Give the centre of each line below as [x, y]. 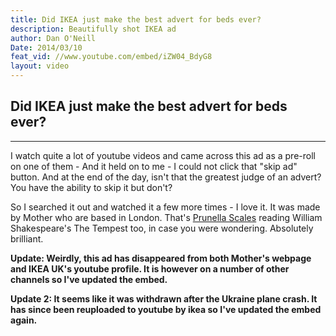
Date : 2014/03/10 [46, 47]
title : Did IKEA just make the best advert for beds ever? [136, 19]
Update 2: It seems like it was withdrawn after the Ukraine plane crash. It [164, 298]
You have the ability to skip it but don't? [91, 187]
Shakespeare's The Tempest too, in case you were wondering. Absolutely [162, 228]
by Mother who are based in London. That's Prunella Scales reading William [166, 217]
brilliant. [27, 238]
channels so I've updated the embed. [89, 279]
